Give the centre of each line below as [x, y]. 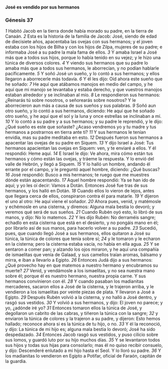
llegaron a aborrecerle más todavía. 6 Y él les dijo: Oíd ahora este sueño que [84, 79]
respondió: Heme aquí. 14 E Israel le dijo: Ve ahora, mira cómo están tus [79, 153]
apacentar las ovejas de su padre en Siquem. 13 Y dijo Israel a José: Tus [79, 142]
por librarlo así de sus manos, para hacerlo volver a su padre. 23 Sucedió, [81, 228]
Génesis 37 [19, 20]
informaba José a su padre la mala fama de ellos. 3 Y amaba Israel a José [81, 52]
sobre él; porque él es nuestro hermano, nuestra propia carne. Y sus [75, 276]
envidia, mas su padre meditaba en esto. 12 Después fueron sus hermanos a [84, 137]
